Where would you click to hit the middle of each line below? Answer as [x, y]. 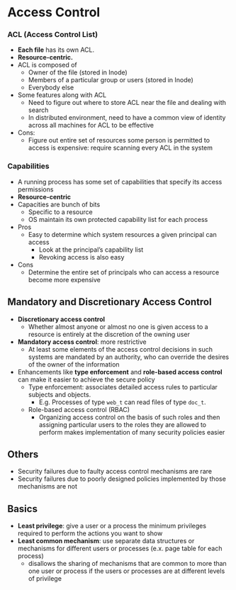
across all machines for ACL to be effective [91, 126]
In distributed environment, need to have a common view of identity [127, 118]
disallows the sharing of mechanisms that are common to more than [127, 564]
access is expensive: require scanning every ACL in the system [120, 148]
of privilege [45, 579]
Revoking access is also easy [82, 257]
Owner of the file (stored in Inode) [78, 72]
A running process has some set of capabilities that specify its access [120, 182]
